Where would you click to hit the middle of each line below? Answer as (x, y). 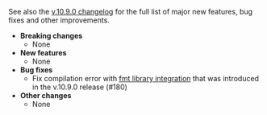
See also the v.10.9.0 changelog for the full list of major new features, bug (130, 12)
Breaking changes (51, 36)
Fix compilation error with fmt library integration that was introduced (146, 78)
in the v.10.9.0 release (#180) (79, 87)
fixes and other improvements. (59, 20)
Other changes (46, 95)
